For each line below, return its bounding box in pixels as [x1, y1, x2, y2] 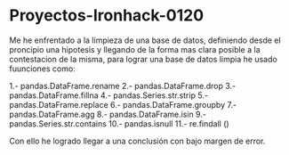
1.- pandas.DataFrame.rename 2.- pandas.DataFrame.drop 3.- [9, 80, 237, 91]
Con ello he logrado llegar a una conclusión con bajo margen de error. [9, 135, 266, 146]
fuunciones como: [9, 63, 76, 74]
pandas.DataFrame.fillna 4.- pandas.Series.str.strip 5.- [9, 90, 209, 101]
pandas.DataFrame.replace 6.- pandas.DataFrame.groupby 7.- [9, 99, 237, 110]
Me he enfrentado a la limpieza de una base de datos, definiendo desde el [9, 35, 282, 45]
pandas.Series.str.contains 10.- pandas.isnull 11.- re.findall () [9, 118, 229, 129]
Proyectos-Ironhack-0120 [9, 5, 205, 26]
